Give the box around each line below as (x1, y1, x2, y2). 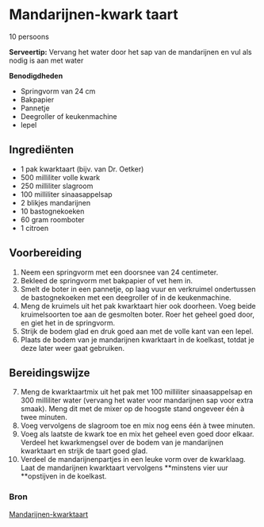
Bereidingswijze (9, 366, 90, 379)
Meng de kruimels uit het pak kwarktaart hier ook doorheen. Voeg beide (20, 301, 256, 310)
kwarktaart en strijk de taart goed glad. (20, 446, 148, 456)
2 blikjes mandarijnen (20, 198, 90, 207)
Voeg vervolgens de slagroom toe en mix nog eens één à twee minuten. (20, 421, 256, 430)
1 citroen (20, 223, 49, 233)
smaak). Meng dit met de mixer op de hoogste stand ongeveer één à (20, 404, 245, 414)
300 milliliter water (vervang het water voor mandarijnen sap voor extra (20, 395, 254, 406)
